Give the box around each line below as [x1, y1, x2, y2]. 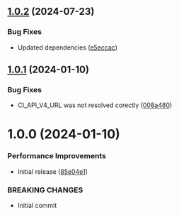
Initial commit [17, 202, 57, 210]
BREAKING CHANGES [7, 184, 83, 194]
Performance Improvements [7, 151, 107, 161]
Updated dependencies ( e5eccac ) [17, 43, 118, 52]
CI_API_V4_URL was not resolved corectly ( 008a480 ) [17, 101, 173, 109]
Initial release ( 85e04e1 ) [17, 167, 88, 176]
